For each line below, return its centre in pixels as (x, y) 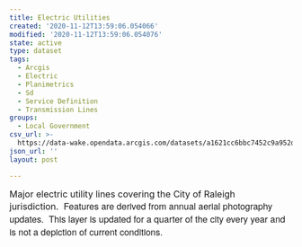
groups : (24, 118)
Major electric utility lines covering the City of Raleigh (122, 194)
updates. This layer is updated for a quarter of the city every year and (147, 219)
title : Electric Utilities (60, 18)
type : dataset (36, 51)
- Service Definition (58, 101)
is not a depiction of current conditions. (86, 232)
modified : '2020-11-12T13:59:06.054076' (86, 34)
